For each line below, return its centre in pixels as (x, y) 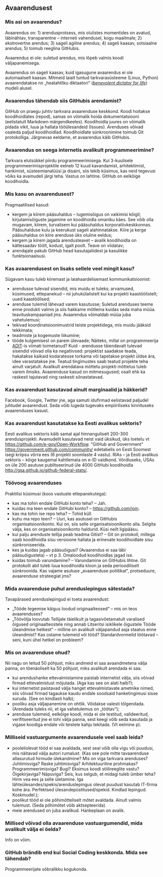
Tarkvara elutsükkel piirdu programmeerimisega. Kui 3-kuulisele (69, 160)
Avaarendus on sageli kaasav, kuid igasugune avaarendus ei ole (69, 72)
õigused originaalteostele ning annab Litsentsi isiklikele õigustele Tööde (84, 624)
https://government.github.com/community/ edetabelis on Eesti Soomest (78, 450)
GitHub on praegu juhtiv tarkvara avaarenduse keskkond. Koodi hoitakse (78, 111)
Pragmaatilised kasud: (27, 204)
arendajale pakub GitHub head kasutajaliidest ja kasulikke (70, 250)
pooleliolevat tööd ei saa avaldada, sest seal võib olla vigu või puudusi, (83, 748)
